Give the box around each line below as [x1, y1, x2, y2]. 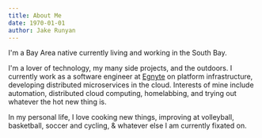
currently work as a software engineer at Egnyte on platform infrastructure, [8, 72, 253, 82]
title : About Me [8, 11, 62, 20]
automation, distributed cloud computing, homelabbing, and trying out [8, 89, 237, 98]
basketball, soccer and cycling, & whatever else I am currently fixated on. [8, 121, 247, 131]
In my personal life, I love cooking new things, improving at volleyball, [8, 113, 235, 122]
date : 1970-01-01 [8, 19, 66, 27]
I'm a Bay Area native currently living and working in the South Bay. [8, 48, 227, 58]
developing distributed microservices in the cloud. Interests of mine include [8, 80, 255, 90]
